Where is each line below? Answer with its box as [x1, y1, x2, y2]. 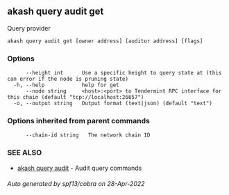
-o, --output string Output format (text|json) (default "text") [13, 100, 213, 107]
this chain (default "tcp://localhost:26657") [7, 94, 144, 101]
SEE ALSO [7, 148, 42, 157]
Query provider [7, 24, 51, 32]
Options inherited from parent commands [7, 116, 151, 126]
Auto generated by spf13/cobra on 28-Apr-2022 [7, 180, 145, 188]
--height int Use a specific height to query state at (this [25, 70, 222, 77]
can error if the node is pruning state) [7, 76, 129, 83]
